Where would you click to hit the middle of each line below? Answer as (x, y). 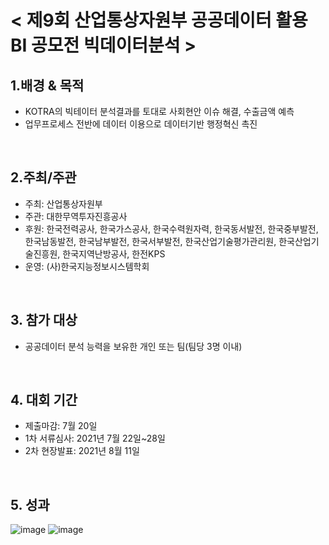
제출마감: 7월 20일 (61, 426)
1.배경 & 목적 (47, 85)
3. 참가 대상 (44, 320)
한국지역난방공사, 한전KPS (114, 253)
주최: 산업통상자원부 (63, 203)
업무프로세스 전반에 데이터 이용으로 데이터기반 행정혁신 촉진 (141, 124)
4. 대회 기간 (44, 400)
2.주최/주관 (43, 177)
